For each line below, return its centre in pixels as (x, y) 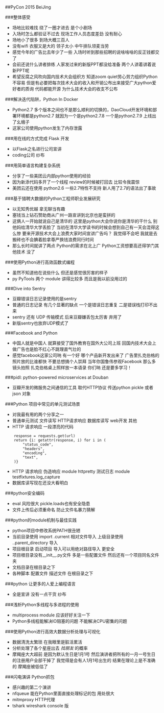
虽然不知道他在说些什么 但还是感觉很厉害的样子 (60, 272)
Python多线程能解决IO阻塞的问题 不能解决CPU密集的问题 (70, 621)
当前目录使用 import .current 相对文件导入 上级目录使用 (68, 537)
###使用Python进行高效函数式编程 (40, 262)
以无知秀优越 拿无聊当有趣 (38, 209)
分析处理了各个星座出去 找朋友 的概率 (50, 648)
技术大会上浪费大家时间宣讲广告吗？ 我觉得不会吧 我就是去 (98, 233)
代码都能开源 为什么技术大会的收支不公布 (76, 89)
